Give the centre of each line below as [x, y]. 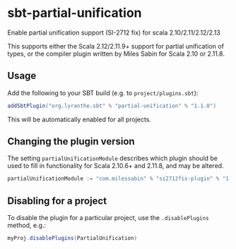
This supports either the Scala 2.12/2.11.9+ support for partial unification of [116, 46]
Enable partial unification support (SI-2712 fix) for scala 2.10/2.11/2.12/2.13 [114, 32]
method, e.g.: [27, 225]
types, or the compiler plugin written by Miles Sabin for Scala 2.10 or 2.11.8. [116, 54]
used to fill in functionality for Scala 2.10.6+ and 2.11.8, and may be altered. [116, 166]
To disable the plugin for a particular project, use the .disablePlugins [108, 218]
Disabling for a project [57, 201]
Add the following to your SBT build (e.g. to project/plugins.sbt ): [103, 92]
